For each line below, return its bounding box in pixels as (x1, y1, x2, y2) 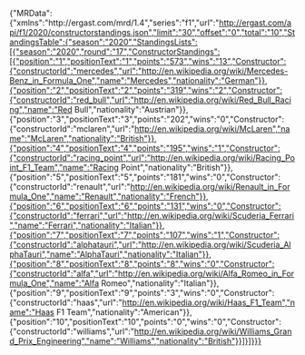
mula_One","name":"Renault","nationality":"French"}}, (9, 191, 209, 202)
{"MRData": (9, 8, 53, 18)
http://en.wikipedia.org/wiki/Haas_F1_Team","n (122, 297, 296, 308)
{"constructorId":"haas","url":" (9, 297, 123, 308)
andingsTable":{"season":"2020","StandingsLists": (9, 36, 198, 47)
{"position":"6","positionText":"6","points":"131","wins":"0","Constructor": (9, 201, 281, 212)
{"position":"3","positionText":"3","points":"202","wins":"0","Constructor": (9, 113, 285, 124)
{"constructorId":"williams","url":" (9, 326, 134, 337)
